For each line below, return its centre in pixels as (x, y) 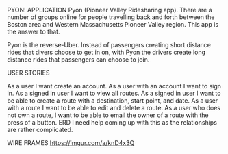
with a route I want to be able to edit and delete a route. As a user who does (114, 108)
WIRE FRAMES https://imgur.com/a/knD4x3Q (71, 143)
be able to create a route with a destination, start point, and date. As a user (113, 101)
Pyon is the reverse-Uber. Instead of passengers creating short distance (109, 45)
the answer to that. (34, 31)
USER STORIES (28, 73)
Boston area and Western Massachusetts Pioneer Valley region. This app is (113, 24)
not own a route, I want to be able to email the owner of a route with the (108, 115)
